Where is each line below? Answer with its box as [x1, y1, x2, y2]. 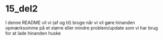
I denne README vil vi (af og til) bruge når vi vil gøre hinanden [5, 19, 135, 25]
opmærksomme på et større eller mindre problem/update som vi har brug [5, 24, 158, 30]
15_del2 [5, 3, 38, 14]
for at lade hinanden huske [5, 30, 61, 36]
